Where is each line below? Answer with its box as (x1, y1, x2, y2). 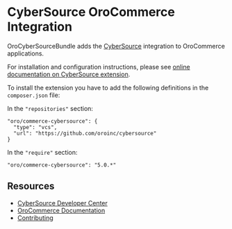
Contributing (17, 213, 53, 222)
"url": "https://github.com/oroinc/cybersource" (13, 130, 157, 137)
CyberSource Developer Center (17, 198, 108, 207)
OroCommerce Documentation (17, 206, 106, 214)
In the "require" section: (7, 148, 78, 156)
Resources (7, 180, 55, 192)
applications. (7, 49, 44, 58)
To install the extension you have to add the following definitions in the (7, 83, 209, 92)
